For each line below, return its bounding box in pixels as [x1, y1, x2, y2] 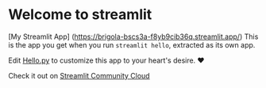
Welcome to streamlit [8, 6, 152, 24]
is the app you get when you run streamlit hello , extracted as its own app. [8, 40, 256, 49]
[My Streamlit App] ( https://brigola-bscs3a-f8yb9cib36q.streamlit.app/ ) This [8, 32, 259, 41]
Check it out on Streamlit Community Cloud [8, 71, 150, 80]
